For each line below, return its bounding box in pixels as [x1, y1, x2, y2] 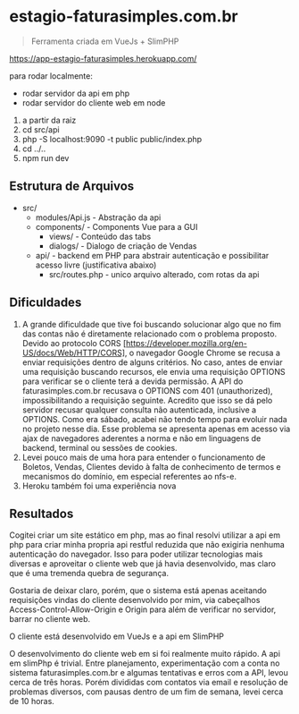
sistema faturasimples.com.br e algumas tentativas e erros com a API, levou [9, 667, 288, 678]
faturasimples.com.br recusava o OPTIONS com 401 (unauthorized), [21, 385, 274, 395]
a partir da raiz [21, 115, 77, 125]
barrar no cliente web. [9, 614, 91, 625]
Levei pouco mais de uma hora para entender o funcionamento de [21, 452, 266, 463]
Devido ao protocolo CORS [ [21, 337, 127, 348]
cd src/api [21, 123, 60, 135]
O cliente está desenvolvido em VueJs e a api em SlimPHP [9, 631, 225, 642]
